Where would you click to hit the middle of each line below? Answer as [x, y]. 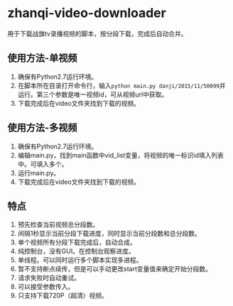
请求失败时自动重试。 [49, 278]
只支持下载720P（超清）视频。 [63, 295]
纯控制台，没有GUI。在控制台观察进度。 [76, 251]
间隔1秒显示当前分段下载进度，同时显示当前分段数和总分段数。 [109, 234]
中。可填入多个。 [43, 164]
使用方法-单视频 [42, 58]
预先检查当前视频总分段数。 [58, 224]
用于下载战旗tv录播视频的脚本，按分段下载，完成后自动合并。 [97, 33]
